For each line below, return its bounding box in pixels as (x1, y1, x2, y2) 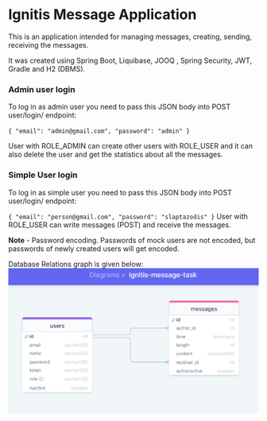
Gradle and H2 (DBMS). (8, 64, 86, 73)
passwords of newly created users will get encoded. (8, 244, 180, 253)
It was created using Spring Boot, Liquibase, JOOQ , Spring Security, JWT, (8, 56, 253, 65)
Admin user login (8, 83, 75, 95)
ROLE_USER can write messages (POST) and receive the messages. (8, 220, 231, 230)
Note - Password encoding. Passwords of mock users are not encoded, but (8, 235, 256, 245)
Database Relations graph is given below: (8, 259, 144, 268)
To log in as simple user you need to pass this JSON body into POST (8, 187, 233, 197)
